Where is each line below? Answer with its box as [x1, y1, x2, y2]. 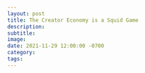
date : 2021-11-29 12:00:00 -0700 [7, 42, 105, 49]
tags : [7, 56, 23, 63]
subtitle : [7, 29, 36, 37]
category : [7, 49, 36, 56]
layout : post [7, 10, 45, 17]
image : [7, 36, 26, 43]
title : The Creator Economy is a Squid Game [7, 17, 139, 24]
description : [7, 23, 45, 30]
